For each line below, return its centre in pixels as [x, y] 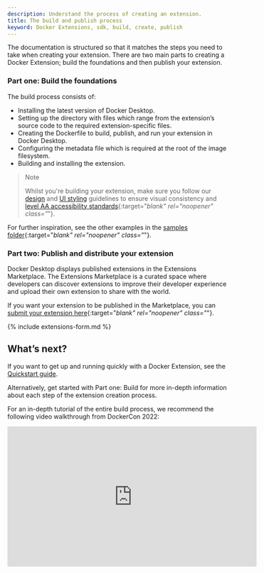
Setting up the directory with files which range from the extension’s [116, 117]
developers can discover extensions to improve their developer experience [117, 284]
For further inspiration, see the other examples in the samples [98, 227]
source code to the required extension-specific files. [95, 125]
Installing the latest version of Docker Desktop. [86, 110]
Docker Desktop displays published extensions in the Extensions [102, 268]
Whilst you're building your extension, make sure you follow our [118, 191]
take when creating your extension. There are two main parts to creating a [116, 55]
